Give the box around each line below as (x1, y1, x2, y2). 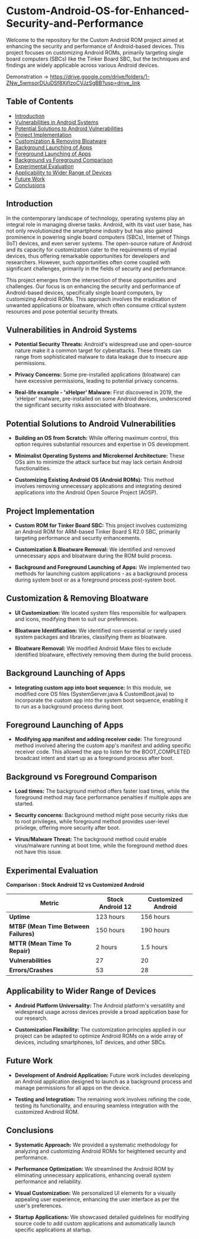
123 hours (95, 913, 126, 921)
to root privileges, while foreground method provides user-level (14, 818, 169, 825)
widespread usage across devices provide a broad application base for (14, 1008, 188, 1015)
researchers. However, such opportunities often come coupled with (6, 258, 171, 266)
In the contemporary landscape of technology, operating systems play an (6, 215, 185, 222)
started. (14, 800, 34, 807)
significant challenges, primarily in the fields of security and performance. (6, 265, 187, 272)
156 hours (140, 913, 170, 921)
